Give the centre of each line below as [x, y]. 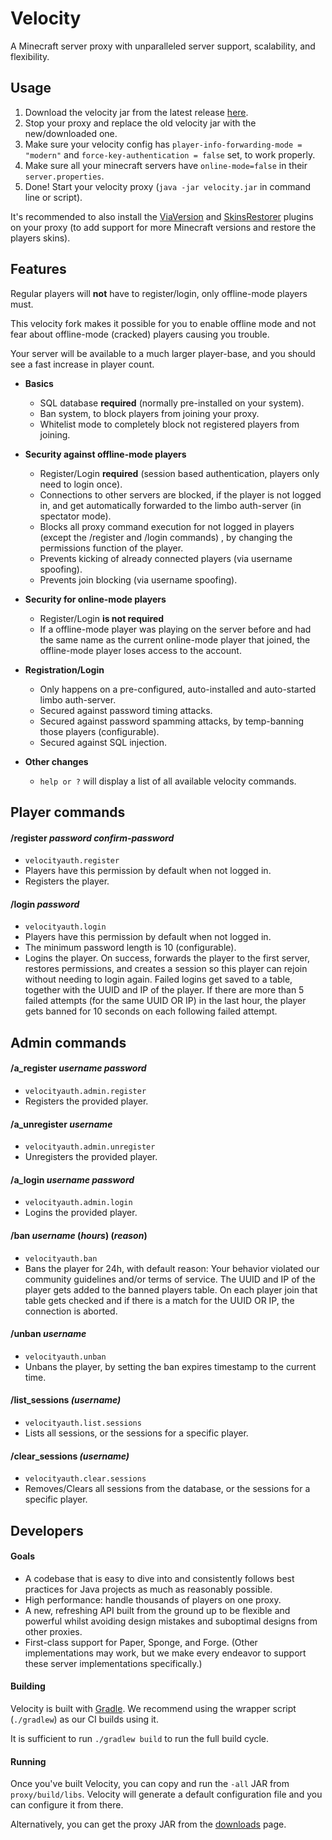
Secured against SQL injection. [103, 742]
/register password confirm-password [92, 838]
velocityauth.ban [61, 1258]
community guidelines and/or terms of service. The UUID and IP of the [170, 1279]
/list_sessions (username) [66, 1400]
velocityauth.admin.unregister [90, 1147]
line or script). [53, 197]
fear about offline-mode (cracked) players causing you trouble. [140, 334]
